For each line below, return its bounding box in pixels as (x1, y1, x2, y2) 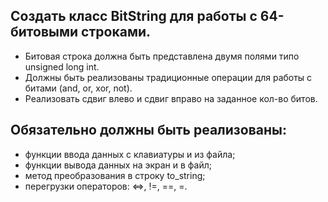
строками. (81, 24, 152, 41)
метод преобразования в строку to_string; (24, 169, 206, 181)
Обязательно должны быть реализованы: (10, 122, 287, 139)
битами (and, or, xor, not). (24, 82, 133, 94)
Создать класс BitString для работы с (10, 8, 258, 25)
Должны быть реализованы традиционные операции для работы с (24, 71, 313, 83)
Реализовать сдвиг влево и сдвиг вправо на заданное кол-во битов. (24, 92, 318, 104)
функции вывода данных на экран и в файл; (24, 159, 213, 171)
